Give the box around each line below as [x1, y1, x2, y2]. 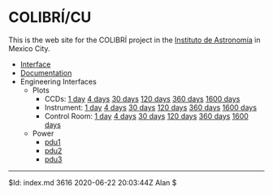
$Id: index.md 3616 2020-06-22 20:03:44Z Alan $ [8, 177, 177, 187]
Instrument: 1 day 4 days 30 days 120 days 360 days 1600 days [44, 102, 258, 112]
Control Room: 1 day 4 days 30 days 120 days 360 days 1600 [44, 110, 249, 121]
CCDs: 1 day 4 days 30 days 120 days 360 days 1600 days [44, 93, 240, 103]
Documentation [19, 67, 72, 77]
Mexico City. [8, 43, 50, 53]
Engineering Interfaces [19, 76, 97, 86]
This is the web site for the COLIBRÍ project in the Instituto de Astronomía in [8, 35, 261, 45]
